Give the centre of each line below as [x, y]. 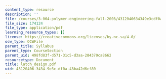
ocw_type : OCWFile [24, 42]
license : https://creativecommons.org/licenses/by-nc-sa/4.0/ [70, 37]
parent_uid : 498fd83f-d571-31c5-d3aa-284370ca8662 [58, 55]
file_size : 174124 [24, 23]
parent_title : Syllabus [30, 46]
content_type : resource [30, 10]
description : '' [22, 14]
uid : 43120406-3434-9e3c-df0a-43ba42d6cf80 [51, 69]
